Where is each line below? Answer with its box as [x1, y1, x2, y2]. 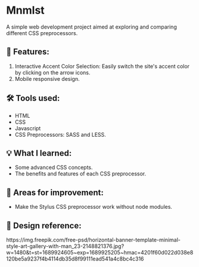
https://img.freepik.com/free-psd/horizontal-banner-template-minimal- [6, 236, 181, 243]
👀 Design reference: [6, 221, 82, 231]
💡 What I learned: [6, 148, 72, 158]
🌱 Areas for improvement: [6, 187, 104, 197]
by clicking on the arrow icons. [14, 69, 91, 76]
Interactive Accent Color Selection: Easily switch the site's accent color [14, 62, 189, 70]
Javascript [14, 124, 41, 131]
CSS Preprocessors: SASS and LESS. [14, 131, 106, 138]
